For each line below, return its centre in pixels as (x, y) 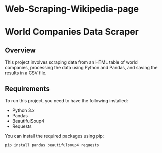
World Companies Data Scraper (72, 32)
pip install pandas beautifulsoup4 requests (52, 145)
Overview (21, 50)
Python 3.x (23, 110)
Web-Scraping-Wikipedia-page (72, 9)
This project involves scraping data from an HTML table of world (72, 62)
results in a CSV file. (26, 73)
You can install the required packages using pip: (55, 136)
